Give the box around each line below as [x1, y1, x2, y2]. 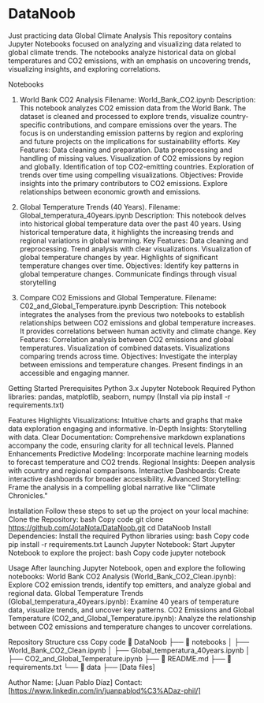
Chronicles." [8, 490, 48, 500]
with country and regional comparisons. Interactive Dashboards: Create [8, 466, 240, 475]
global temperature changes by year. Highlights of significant [19, 252, 218, 262]
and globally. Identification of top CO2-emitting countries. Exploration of [19, 162, 255, 171]
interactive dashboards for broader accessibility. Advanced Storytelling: [8, 474, 242, 483]
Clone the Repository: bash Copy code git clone [8, 514, 164, 524]
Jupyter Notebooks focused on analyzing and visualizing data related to [8, 39, 242, 48]
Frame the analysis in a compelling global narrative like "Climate [8, 482, 216, 492]
